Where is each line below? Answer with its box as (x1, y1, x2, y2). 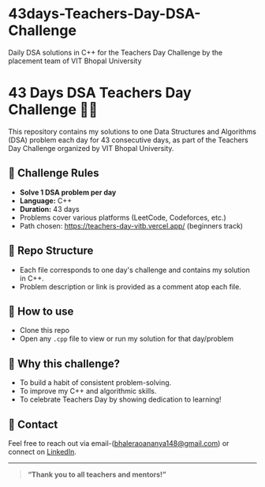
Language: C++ (19, 195, 73, 206)
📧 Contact (8, 417, 58, 431)
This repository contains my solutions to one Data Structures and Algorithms (8, 126, 256, 136)
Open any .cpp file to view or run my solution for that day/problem (19, 334, 234, 344)
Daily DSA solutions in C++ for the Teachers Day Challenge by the (8, 47, 223, 57)
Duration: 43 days (19, 204, 80, 213)
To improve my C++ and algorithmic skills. (19, 387, 157, 396)
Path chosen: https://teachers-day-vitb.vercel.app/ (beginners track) (19, 221, 243, 230)
